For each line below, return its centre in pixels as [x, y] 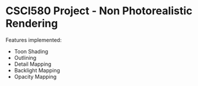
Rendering [32, 23]
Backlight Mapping [37, 70]
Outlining [25, 58]
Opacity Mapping [35, 77]
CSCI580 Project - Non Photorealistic [99, 11]
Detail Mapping [33, 64]
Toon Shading [31, 51]
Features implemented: [33, 40]
